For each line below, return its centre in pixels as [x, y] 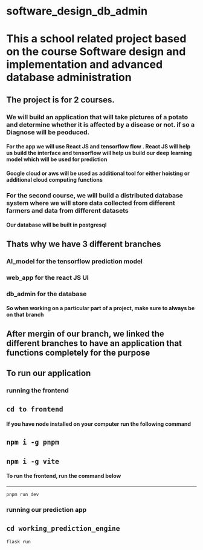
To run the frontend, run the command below [64, 476]
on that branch [25, 315]
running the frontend [37, 390]
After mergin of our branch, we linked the [85, 333]
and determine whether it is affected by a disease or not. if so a [101, 124]
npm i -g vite [33, 461]
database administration [69, 78]
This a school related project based [96, 39]
